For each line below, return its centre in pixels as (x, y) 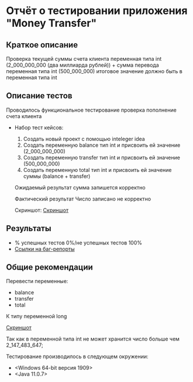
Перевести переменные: (37, 281)
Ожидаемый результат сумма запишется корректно (80, 187)
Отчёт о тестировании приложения (97, 11)
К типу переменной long (37, 316)
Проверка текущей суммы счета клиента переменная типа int (84, 59)
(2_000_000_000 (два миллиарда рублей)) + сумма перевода (82, 65)
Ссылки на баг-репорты (44, 249)
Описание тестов (39, 96)
